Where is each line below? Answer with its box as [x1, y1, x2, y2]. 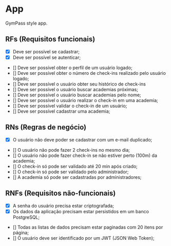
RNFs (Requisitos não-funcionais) [5, 189, 116, 198]
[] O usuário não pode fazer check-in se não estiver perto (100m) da [12, 152, 158, 158]
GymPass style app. [5, 20, 48, 26]
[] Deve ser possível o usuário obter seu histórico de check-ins [12, 80, 146, 87]
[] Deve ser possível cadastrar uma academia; [12, 108, 110, 114]
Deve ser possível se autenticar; [12, 54, 81, 60]
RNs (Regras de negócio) [5, 123, 86, 132]
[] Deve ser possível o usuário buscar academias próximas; [12, 86, 139, 92]
